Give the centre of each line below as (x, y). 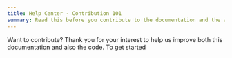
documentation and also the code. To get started (77, 47)
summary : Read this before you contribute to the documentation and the (114, 20)
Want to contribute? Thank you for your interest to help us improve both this (115, 39)
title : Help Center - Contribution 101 (65, 13)
